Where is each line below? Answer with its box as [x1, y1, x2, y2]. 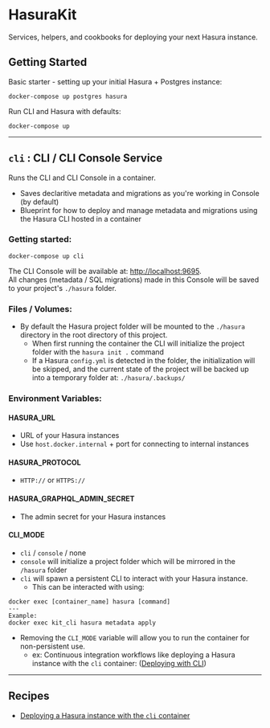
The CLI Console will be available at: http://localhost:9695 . [8, 266, 202, 276]
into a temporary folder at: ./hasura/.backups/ [31, 373, 186, 382]
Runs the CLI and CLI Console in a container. [8, 173, 157, 182]
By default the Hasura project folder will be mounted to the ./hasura [19, 321, 245, 331]
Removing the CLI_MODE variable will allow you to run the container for [19, 632, 250, 642]
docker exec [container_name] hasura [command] [8, 597, 171, 606]
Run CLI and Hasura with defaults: [8, 106, 121, 116]
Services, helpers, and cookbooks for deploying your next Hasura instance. [8, 32, 259, 42]
